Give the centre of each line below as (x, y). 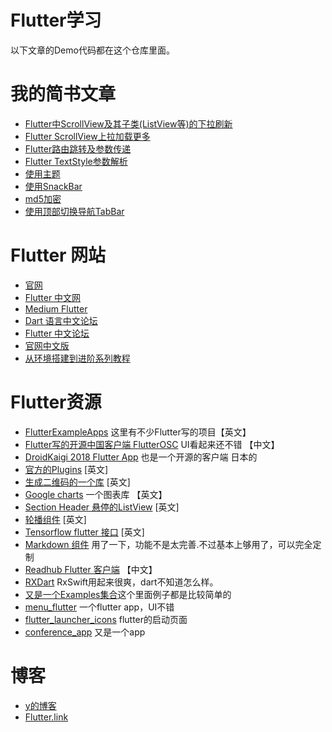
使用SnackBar (53, 186)
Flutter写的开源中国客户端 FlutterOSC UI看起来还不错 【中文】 (152, 444)
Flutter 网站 (58, 255)
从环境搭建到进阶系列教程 (77, 358)
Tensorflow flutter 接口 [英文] (84, 532)
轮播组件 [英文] (55, 519)
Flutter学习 (56, 20)
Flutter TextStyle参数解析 (76, 161)
